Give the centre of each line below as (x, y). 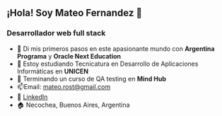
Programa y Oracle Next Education (69, 56)
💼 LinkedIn (32, 97)
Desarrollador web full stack (56, 33)
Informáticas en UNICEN (53, 71)
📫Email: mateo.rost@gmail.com (64, 86)
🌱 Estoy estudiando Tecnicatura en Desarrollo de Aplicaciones (107, 64)
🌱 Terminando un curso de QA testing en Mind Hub (92, 79)
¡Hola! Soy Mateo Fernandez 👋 (75, 13)
